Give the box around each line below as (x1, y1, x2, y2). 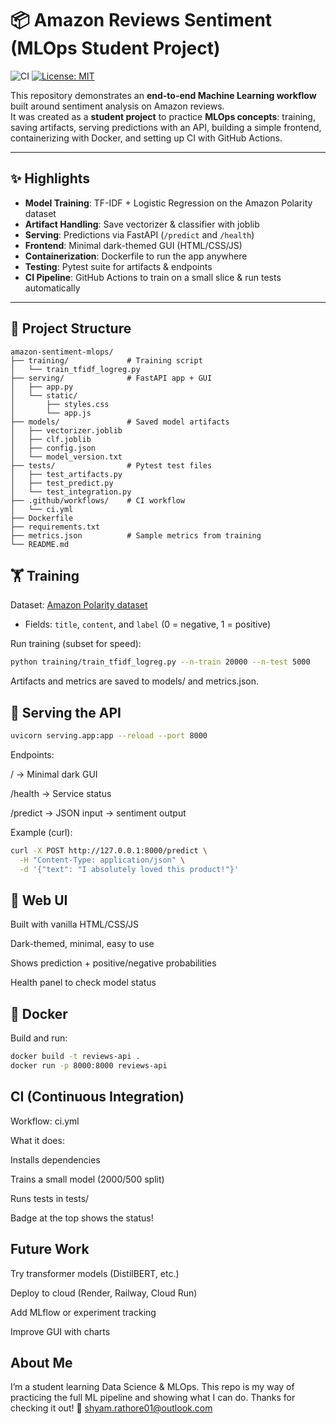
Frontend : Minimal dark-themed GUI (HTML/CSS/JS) (24, 239, 243, 251)
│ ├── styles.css (10, 399, 110, 409)
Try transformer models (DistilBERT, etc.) (10, 1267, 180, 1279)
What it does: (10, 1134, 65, 1146)
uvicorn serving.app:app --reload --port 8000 (10, 731, 208, 741)
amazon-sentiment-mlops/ (10, 347, 114, 357)
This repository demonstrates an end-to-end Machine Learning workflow (10, 89, 317, 101)
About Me (10, 1354, 73, 1371)
